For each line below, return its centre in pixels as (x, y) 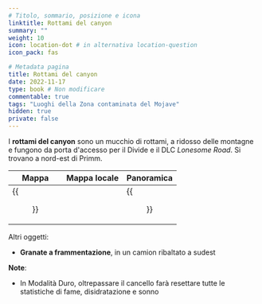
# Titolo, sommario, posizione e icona (74, 16)
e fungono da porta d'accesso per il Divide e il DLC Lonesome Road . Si (125, 150)
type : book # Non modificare (57, 89)
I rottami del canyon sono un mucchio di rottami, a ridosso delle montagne (131, 141)
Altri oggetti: (29, 237)
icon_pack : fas (33, 53)
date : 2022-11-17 (37, 82)
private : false (33, 119)
